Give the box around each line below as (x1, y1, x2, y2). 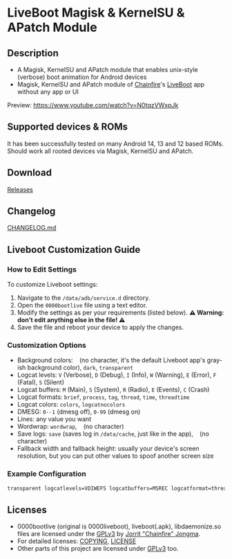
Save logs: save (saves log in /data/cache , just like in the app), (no (17, 429, 209, 438)
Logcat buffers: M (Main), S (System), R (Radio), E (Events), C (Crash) (17, 386, 210, 394)
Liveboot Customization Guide (7, 244, 141, 256)
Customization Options (7, 341, 86, 351)
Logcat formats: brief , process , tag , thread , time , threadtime (17, 393, 190, 401)
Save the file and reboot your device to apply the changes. (17, 323, 184, 332)
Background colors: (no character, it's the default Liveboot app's (17, 356, 206, 364)
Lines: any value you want (17, 415, 92, 423)
